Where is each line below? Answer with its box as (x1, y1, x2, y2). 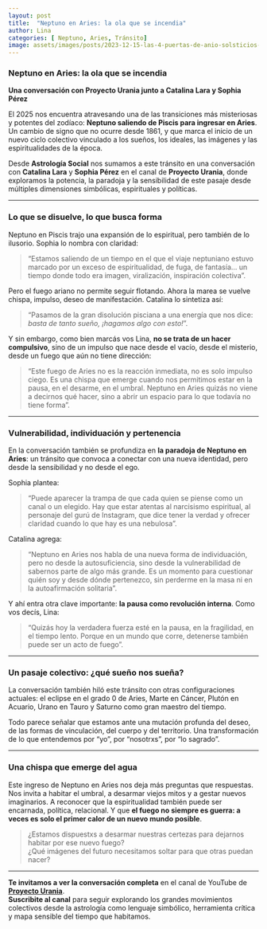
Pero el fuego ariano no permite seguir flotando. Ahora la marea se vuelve (8, 286, 251, 296)
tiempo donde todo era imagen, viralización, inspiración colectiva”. (27, 270, 246, 280)
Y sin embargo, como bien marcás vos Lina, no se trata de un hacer (8, 334, 231, 343)
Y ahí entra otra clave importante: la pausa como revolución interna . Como (8, 599, 256, 609)
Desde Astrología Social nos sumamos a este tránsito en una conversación (8, 159, 256, 168)
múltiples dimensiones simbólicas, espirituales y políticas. (8, 184, 198, 194)
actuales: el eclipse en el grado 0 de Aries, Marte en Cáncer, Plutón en (8, 694, 239, 704)
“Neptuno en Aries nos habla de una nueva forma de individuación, (27, 550, 248, 559)
